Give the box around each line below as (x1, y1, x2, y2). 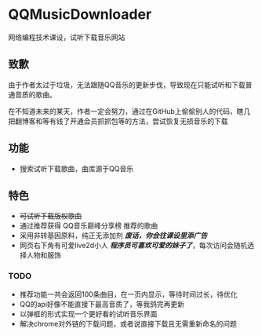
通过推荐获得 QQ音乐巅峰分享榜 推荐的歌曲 (19, 221, 158, 231)
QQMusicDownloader (8, 5, 152, 24)
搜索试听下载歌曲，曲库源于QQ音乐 (19, 163, 134, 173)
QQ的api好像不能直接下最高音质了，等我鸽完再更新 (19, 299, 185, 309)
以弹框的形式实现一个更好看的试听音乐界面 (19, 309, 158, 319)
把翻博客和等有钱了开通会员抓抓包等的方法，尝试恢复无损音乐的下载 (8, 116, 228, 126)
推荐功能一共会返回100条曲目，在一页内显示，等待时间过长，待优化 (19, 289, 238, 299)
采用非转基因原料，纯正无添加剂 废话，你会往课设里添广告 (19, 231, 208, 240)
